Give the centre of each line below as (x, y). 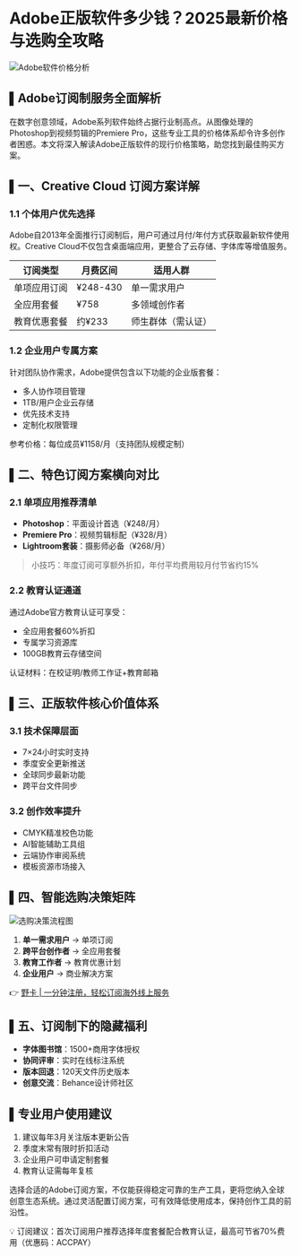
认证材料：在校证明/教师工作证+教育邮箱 (84, 672)
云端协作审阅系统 (54, 855)
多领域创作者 (158, 305)
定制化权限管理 (50, 424)
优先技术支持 (46, 413)
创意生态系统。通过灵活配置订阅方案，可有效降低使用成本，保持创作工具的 (146, 1201)
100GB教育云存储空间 (62, 653)
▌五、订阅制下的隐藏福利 (78, 1026)
